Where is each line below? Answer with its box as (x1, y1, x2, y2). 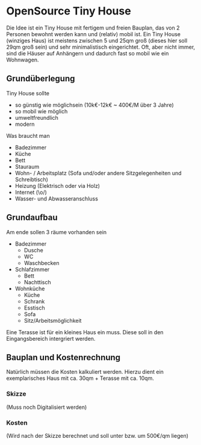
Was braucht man (6, 132, 50, 139)
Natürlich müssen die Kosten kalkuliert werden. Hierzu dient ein (6, 369, 164, 376)
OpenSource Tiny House (6, 4, 131, 18)
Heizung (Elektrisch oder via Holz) (14, 182, 100, 189)
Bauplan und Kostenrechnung (6, 352, 121, 363)
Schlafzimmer (14, 266, 50, 273)
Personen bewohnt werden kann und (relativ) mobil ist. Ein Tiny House (6, 30, 181, 37)
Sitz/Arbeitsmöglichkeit (23, 317, 82, 324)
